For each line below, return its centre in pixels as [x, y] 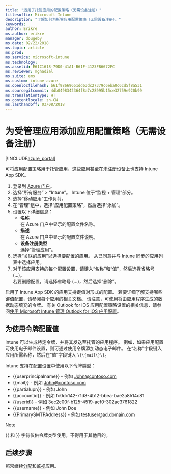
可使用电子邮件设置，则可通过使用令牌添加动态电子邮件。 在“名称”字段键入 [84, 348]
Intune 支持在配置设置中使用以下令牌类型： [50, 365]
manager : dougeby [24, 39]
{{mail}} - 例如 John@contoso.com [49, 382]
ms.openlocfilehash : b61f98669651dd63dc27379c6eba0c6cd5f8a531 [74, 85]
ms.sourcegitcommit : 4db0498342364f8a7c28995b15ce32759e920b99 [74, 90]
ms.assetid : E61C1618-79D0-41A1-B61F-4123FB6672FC [60, 67]
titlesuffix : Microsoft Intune [38, 15]
